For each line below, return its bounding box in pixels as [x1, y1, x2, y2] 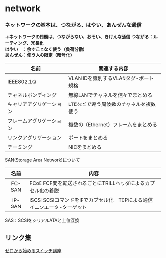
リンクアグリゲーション [7, 134, 62, 141]
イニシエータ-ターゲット [29, 204, 87, 211]
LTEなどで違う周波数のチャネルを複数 [68, 101, 156, 108]
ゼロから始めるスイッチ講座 [5, 248, 62, 254]
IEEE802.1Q [7, 78, 36, 85]
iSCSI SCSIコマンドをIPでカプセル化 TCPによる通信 [29, 197, 153, 204]
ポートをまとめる [68, 134, 108, 141]
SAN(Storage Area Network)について [5, 157, 80, 163]
